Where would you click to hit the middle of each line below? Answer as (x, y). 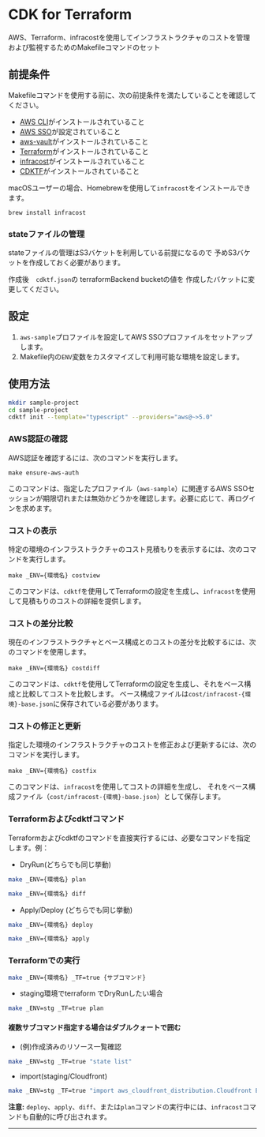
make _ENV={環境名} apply (49, 939)
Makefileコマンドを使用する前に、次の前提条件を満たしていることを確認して (132, 95)
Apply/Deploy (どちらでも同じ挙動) (76, 910)
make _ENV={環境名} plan (47, 879)
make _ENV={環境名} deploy (50, 925)
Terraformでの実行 (44, 961)
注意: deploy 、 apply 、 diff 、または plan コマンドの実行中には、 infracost (125, 1107)
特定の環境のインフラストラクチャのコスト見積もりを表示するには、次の (125, 549)
